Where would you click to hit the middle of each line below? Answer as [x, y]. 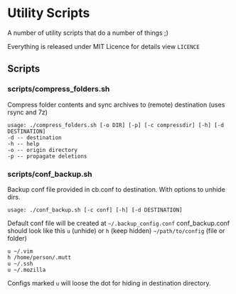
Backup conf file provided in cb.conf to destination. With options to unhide [116, 189]
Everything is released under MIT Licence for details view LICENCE [104, 46]
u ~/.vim [20, 251]
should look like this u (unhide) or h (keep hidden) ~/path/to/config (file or [116, 230]
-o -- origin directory [43, 150]
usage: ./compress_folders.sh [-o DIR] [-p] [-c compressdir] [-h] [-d [116, 125]
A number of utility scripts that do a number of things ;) [88, 33]
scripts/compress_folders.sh [59, 89]
